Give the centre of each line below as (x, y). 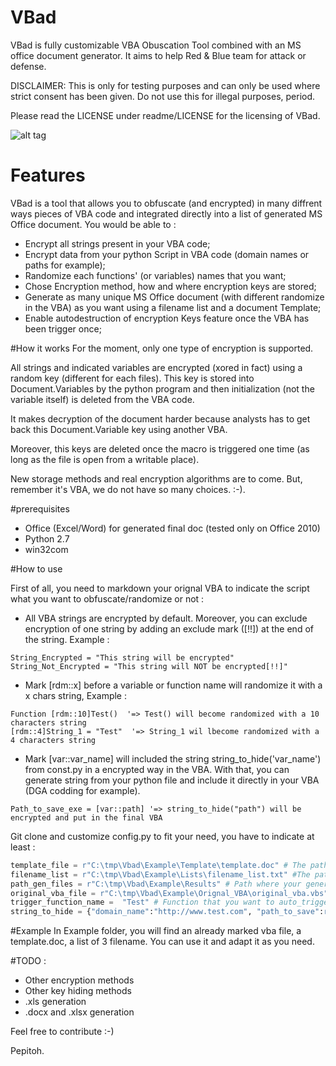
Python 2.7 (47, 538)
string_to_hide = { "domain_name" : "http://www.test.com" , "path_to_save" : (167, 912)
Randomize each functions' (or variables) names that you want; (155, 275)
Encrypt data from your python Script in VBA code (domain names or (167, 254)
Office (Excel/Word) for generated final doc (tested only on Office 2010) (172, 528)
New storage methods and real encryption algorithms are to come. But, (156, 478)
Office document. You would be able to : (93, 224)
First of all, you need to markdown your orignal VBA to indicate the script (160, 588)
